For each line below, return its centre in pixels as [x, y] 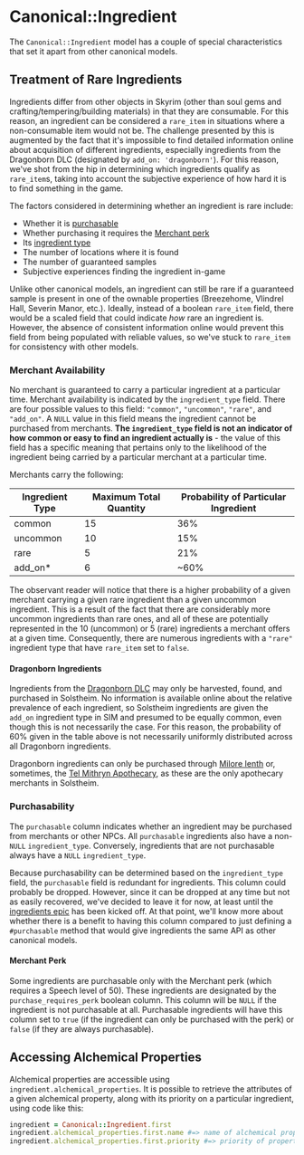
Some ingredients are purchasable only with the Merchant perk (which [141, 980]
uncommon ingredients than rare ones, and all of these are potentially [139, 619]
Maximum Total [126, 497]
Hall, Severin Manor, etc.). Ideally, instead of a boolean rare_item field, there [152, 308]
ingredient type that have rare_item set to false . [100, 648]
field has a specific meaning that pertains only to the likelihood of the [138, 448]
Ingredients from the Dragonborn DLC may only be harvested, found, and [146, 689]
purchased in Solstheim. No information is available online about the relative [151, 698]
